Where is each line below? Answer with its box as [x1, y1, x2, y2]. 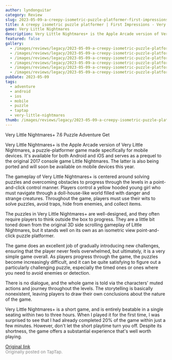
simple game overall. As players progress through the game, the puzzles [5, 253, 158, 260]
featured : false [5, 37, 40, 42]
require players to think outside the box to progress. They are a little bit [5, 216, 155, 222]
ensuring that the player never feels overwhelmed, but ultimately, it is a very [5, 248, 165, 254]
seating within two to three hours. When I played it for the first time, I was [5, 312, 160, 318]
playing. [5, 333, 22, 339]
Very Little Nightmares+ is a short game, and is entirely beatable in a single [5, 306, 164, 312]
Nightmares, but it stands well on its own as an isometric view [5, 227, 136, 233]
